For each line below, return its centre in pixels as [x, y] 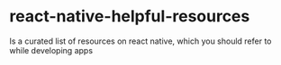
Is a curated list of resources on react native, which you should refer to [140, 41]
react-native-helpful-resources [130, 16]
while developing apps [51, 50]
